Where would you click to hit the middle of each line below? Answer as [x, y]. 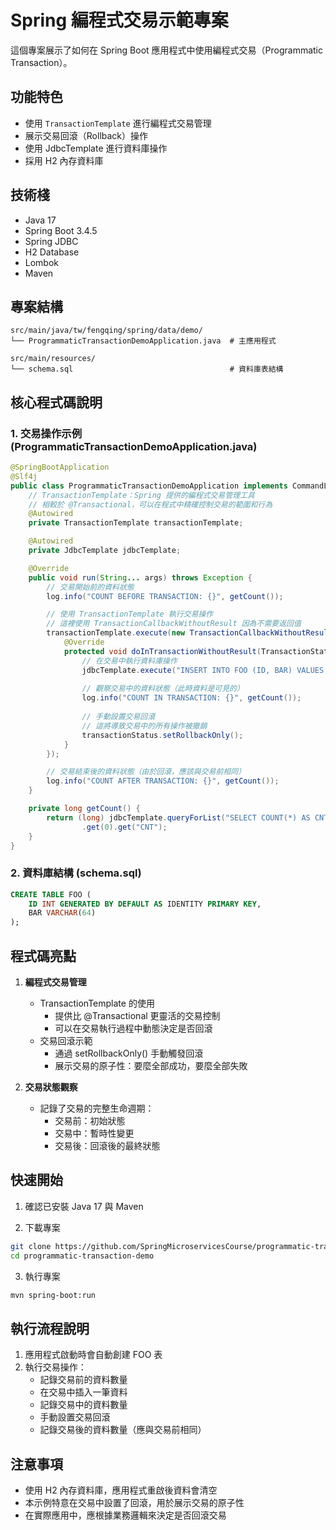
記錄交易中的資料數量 [83, 1405]
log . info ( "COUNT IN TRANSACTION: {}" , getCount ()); [191, 698]
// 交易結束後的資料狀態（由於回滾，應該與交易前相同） [146, 772]
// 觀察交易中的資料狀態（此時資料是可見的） [163, 689]
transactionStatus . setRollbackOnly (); [162, 735]
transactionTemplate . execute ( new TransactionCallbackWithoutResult [189, 633]
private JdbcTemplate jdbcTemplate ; [105, 551]
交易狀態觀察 [51, 1087]
